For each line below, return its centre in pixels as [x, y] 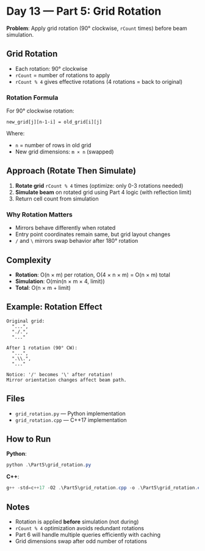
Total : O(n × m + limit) [43, 287]
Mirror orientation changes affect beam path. [67, 380]
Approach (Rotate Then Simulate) [71, 171]
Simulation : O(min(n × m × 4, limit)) [60, 281]
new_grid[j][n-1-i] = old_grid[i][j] [54, 122]
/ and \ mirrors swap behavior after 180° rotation [77, 241]
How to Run [29, 439]
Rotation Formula [32, 97]
